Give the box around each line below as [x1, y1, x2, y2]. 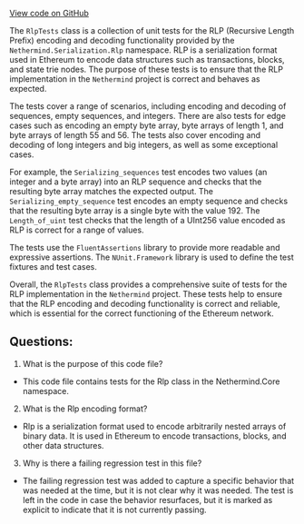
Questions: [9, 334, 74, 350]
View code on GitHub [9, 8, 89, 18]
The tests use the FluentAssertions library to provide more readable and [9, 242, 280, 252]
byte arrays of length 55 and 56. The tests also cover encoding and [9, 130, 261, 140]
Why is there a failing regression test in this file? [22, 458, 202, 469]
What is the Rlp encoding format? [22, 403, 148, 414]
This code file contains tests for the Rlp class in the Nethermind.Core [22, 376, 280, 387]
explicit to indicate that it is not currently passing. [22, 504, 207, 515]
